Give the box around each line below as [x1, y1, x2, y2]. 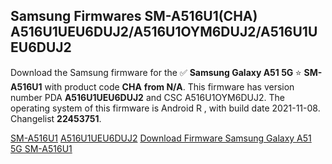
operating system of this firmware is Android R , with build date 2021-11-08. [10, 102, 321, 114]
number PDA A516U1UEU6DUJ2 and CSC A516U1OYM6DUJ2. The [10, 91, 285, 103]
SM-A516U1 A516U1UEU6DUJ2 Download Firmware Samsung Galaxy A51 [10, 132, 312, 144]
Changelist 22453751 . [10, 112, 102, 124]
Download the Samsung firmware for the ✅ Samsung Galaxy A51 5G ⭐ [10, 66, 302, 78]
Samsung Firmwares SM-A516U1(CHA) [10, 8, 258, 25]
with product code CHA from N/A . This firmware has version [44, 80, 295, 93]
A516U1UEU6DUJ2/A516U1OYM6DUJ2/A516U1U [10, 24, 318, 41]
